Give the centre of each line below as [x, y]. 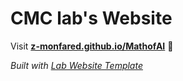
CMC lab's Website [91, 18]
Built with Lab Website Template [76, 65]
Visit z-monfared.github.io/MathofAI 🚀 [92, 46]
